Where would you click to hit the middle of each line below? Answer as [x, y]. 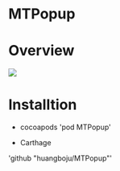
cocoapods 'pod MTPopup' [65, 127]
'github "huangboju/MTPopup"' [60, 158]
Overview [41, 51]
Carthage [35, 143]
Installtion [43, 105]
